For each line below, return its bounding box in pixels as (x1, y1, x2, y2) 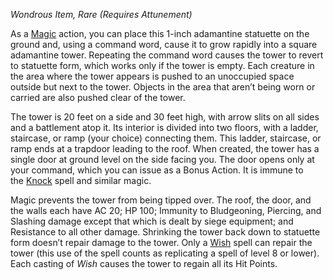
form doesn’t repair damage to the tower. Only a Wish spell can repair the (10, 237, 313, 248)
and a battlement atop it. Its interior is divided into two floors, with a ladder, (10, 122, 319, 133)
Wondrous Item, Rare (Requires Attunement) (10, 9, 193, 20)
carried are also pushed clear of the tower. (10, 92, 186, 103)
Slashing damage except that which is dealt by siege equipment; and (10, 215, 294, 227)
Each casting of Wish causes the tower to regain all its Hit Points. (10, 258, 278, 269)
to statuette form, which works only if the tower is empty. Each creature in (10, 60, 315, 71)
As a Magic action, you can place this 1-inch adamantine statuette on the (10, 28, 310, 39)
